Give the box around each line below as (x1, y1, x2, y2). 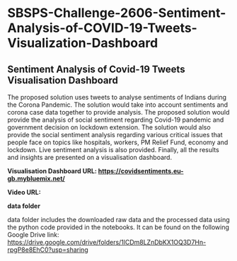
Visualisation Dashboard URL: (7, 167, 98, 175)
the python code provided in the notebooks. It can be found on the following (7, 223, 230, 231)
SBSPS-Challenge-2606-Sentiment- (7, 5, 226, 21)
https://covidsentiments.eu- (98, 167, 184, 175)
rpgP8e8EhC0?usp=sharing (7, 245, 88, 254)
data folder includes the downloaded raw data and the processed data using (7, 216, 230, 224)
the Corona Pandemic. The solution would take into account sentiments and (7, 100, 229, 109)
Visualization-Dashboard (7, 35, 158, 51)
